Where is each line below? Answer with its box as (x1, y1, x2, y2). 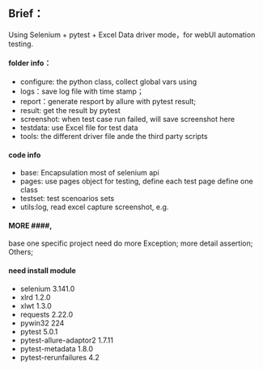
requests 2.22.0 (19, 309, 74, 319)
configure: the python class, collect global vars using (19, 77, 197, 86)
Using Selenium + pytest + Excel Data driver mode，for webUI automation (8, 30, 256, 40)
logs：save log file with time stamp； (19, 86, 144, 96)
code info (8, 149, 41, 159)
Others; (8, 247, 34, 257)
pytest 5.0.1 (19, 326, 58, 336)
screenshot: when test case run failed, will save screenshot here (19, 115, 235, 124)
